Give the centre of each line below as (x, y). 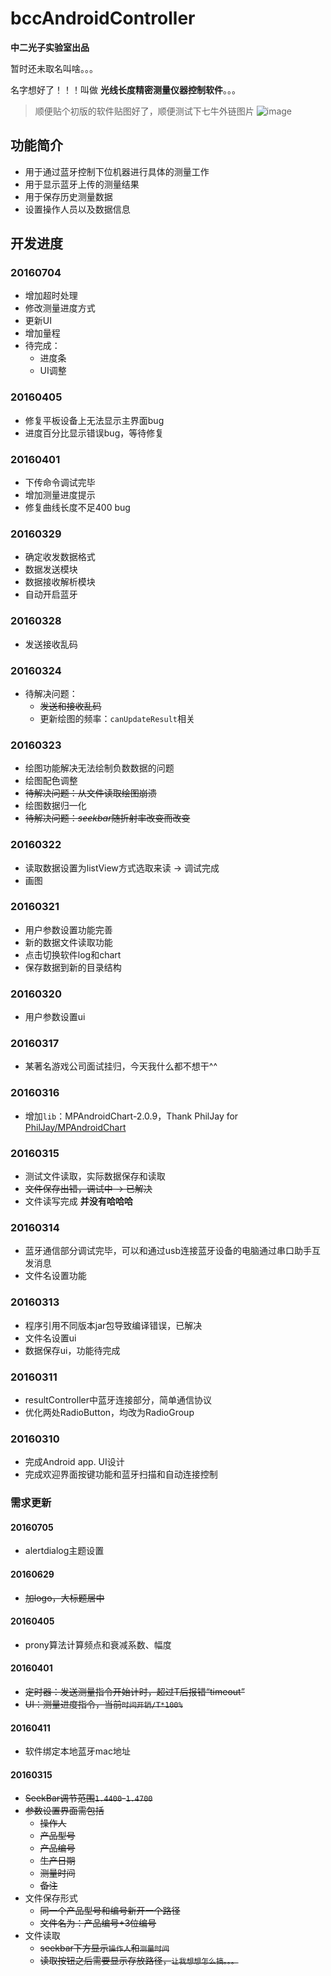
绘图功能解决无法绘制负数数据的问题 (99, 768)
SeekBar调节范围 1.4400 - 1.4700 (88, 1798)
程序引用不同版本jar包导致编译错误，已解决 (113, 1325)
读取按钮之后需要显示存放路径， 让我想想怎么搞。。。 (139, 1961)
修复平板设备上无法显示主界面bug (94, 420)
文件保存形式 (51, 1898)
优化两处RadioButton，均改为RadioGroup (109, 1412)
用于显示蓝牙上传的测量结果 (82, 184)
